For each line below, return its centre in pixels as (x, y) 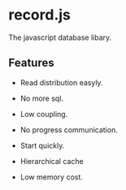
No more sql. (41, 98)
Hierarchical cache (52, 161)
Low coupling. (44, 114)
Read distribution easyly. (61, 82)
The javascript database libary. (60, 37)
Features (31, 63)
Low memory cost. (52, 177)
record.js (40, 15)
